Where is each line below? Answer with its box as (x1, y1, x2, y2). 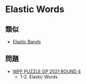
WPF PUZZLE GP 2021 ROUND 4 (12, 68, 81, 74)
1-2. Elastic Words (20, 73, 58, 79)
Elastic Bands (12, 39, 41, 45)
